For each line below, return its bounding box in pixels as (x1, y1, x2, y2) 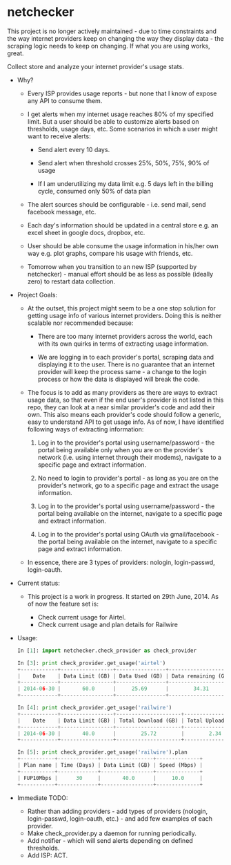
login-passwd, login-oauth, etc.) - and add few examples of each (27, 814, 212, 823)
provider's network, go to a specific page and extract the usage (37, 481, 219, 490)
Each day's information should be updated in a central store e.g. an (27, 221, 219, 229)
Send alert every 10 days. (37, 145, 110, 154)
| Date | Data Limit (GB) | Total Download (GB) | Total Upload (17, 717, 225, 724)
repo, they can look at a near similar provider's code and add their (27, 402, 215, 411)
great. (7, 49, 24, 57)
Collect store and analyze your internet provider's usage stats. (7, 62, 184, 71)
